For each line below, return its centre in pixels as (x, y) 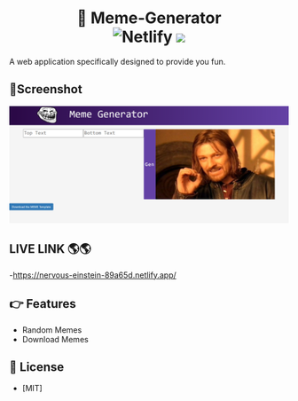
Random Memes (52, 330)
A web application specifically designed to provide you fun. (118, 61)
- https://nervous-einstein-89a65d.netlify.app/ (93, 275)
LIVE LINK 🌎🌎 (50, 249)
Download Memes (55, 339)
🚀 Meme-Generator (149, 18)
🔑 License (37, 367)
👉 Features (43, 304)
